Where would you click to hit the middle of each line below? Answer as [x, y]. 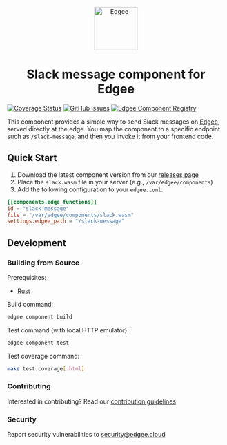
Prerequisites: [27, 277]
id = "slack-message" [38, 208]
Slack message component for [116, 74]
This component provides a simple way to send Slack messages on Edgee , [113, 122]
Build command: [30, 304]
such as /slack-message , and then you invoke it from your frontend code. [110, 136]
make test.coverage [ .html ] [46, 369]
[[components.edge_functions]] [52, 202]
